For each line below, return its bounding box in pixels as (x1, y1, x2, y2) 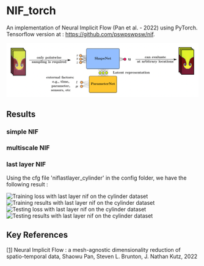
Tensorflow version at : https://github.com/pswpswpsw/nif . (6, 30, 155, 37)
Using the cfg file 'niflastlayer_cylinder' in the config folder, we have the (6, 174, 187, 181)
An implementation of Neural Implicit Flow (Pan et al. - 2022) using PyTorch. (6, 24, 198, 31)
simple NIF (6, 127, 38, 135)
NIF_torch (6, 4, 56, 18)
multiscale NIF (6, 143, 50, 152)
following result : (6, 180, 48, 188)
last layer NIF (6, 160, 46, 169)
